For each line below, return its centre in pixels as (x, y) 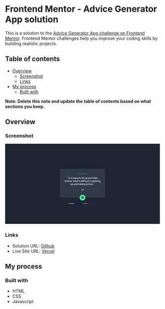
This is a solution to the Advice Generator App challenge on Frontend (75, 33)
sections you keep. (25, 106)
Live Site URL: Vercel (33, 251)
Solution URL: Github (33, 246)
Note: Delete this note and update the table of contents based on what (78, 101)
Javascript (23, 302)
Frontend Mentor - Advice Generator (81, 9)
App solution (32, 19)
